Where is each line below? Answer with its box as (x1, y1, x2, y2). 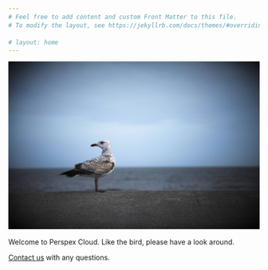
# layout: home (8, 38, 59, 46)
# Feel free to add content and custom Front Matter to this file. (8, 13, 238, 21)
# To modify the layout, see (8, 21, 105, 30)
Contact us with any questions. (8, 252, 110, 262)
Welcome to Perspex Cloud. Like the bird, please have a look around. (8, 236, 235, 247)
